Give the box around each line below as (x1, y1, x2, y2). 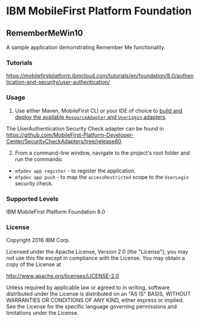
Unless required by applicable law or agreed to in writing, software (6, 284, 170, 291)
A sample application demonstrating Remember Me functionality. (6, 44, 166, 51)
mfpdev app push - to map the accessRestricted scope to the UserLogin (14, 173, 189, 180)
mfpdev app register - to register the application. (14, 167, 136, 174)
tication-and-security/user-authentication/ (6, 79, 110, 86)
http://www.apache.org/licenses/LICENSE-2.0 (6, 273, 119, 280)
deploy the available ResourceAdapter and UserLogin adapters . (14, 113, 167, 121)
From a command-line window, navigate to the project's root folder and (14, 149, 190, 156)
